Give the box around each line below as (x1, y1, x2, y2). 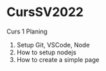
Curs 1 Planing (6, 27, 48, 35)
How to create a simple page (16, 55, 100, 63)
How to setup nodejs (16, 48, 77, 56)
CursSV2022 (6, 4, 84, 20)
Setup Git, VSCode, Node (16, 40, 90, 49)
